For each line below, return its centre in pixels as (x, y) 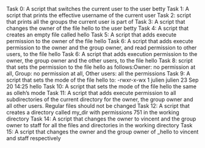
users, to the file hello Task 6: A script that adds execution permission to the (102, 54)
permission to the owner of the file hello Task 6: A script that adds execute (100, 41)
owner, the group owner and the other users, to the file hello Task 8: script (100, 61)
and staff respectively (34, 138)
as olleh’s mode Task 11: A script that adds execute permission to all (91, 93)
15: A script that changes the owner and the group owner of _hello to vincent (103, 132)
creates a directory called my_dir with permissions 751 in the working (93, 112)
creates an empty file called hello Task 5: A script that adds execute (92, 35)
